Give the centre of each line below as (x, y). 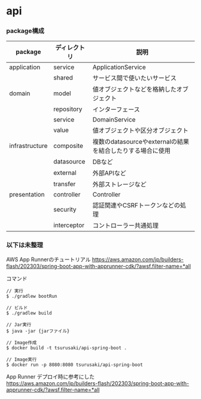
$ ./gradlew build (29, 313)
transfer (65, 184)
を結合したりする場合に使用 (131, 151)
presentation (27, 195)
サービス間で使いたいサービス (134, 78)
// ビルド (17, 308)
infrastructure (28, 146)
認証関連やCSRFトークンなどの (136, 205)
